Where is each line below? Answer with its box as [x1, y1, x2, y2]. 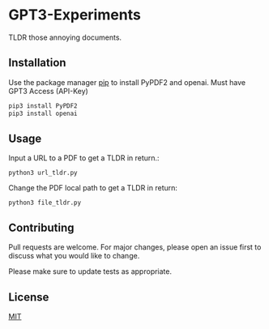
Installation [8, 56, 66, 70]
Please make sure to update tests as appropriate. [8, 267, 173, 276]
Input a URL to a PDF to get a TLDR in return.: [8, 153, 160, 163]
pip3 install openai [8, 109, 79, 117]
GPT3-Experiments [8, 6, 142, 24]
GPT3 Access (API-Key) [8, 86, 89, 96]
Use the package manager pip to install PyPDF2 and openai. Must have [8, 77, 246, 87]
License [8, 290, 49, 304]
